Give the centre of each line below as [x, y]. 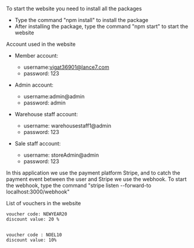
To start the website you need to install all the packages [74, 9]
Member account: [36, 55]
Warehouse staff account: [46, 114]
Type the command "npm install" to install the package [82, 20]
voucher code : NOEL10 [34, 235]
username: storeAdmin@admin [61, 155]
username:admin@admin [54, 96]
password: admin [45, 103]
